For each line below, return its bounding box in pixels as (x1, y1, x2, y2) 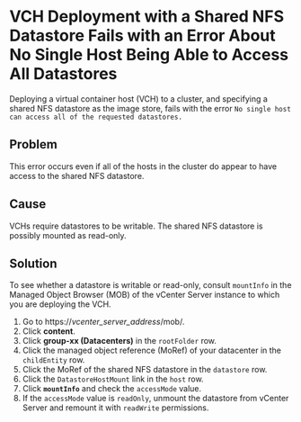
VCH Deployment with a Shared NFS (9, 6, 285, 27)
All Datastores (9, 64, 118, 85)
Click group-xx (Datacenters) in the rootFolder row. (22, 336, 217, 346)
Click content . (22, 326, 76, 337)
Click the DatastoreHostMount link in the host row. (22, 373, 204, 384)
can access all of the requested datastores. (9, 112, 182, 121)
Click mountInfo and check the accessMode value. (22, 383, 202, 394)
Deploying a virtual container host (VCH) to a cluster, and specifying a (9, 93, 268, 104)
